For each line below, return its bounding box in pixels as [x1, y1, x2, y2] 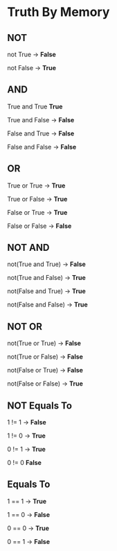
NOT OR [7, 320, 43, 332]
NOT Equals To [7, 400, 73, 411]
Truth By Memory [7, 4, 110, 20]
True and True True [7, 102, 63, 110]
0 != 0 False [7, 459, 42, 467]
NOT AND [7, 242, 50, 254]
